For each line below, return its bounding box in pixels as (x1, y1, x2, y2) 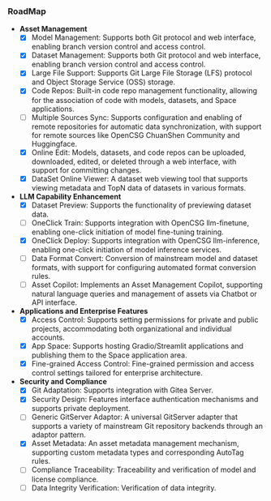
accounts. (31, 332, 66, 342)
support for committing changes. (31, 165, 142, 175)
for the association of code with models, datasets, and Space (31, 95, 237, 105)
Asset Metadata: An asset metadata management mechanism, (31, 439, 240, 448)
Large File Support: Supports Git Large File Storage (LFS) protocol (31, 68, 252, 78)
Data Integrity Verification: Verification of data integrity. (31, 482, 217, 492)
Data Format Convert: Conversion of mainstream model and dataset (31, 253, 258, 263)
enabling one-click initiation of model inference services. (31, 245, 222, 255)
